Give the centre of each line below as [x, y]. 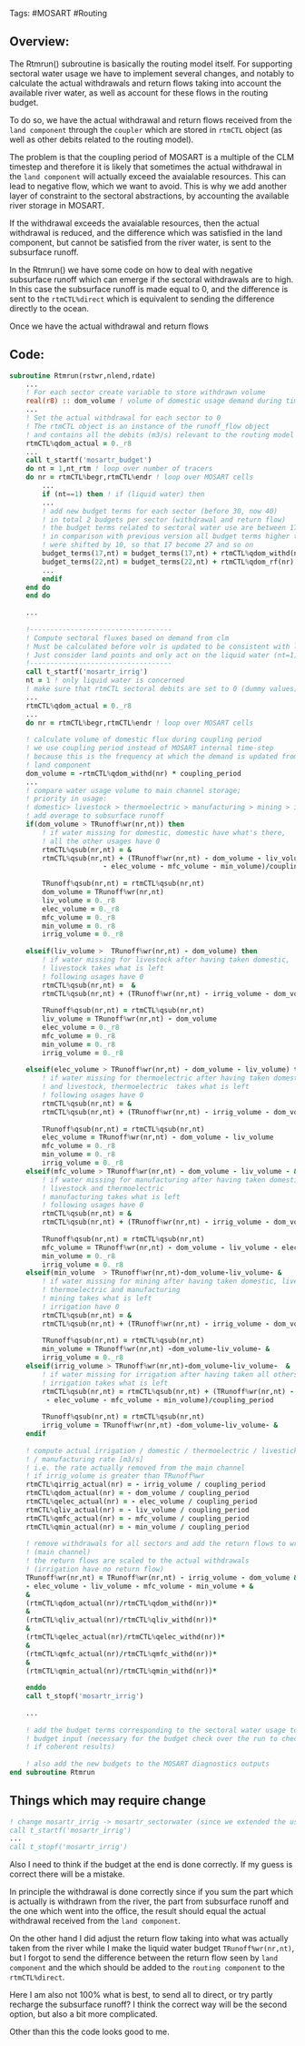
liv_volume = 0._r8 [79, 901]
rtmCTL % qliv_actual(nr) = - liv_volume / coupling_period [138, 1510]
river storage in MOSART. [57, 205]
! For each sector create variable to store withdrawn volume [146, 392]
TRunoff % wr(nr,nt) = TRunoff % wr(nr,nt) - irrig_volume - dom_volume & [162, 1578]
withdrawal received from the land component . [95, 1921]
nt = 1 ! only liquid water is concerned [105, 681]
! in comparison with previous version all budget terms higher [166, 536]
